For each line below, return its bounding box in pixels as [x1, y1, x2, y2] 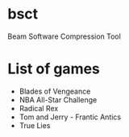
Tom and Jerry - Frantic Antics [19, 112, 122, 122]
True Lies [19, 120, 51, 130]
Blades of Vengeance [19, 86, 91, 96]
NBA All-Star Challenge [19, 94, 98, 105]
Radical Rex [19, 103, 59, 113]
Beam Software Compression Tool [7, 31, 122, 41]
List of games [7, 60, 100, 78]
